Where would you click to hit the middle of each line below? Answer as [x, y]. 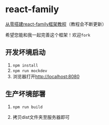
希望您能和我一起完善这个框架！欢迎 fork [48, 35]
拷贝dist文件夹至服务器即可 [41, 117]
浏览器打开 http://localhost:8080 [46, 76]
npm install [25, 65]
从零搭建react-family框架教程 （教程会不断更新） [56, 24]
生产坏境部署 [25, 94]
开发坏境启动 [25, 53]
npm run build [28, 107]
